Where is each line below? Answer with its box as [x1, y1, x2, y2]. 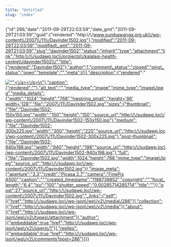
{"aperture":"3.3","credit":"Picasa [5, 171, 75, 177]
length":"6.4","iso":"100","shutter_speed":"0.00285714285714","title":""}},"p [5, 181, 164, 188]
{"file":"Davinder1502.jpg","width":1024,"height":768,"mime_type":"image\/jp [5, 155, 166, 161]
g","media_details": [5, 90, 45, 96]
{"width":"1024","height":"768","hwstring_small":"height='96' [5, 95, 134, 102]
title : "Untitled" [5, 7, 44, 13]
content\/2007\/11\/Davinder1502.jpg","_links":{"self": [5, 193, 118, 199]
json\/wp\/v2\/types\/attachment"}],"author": [5, 214, 99, 220]
